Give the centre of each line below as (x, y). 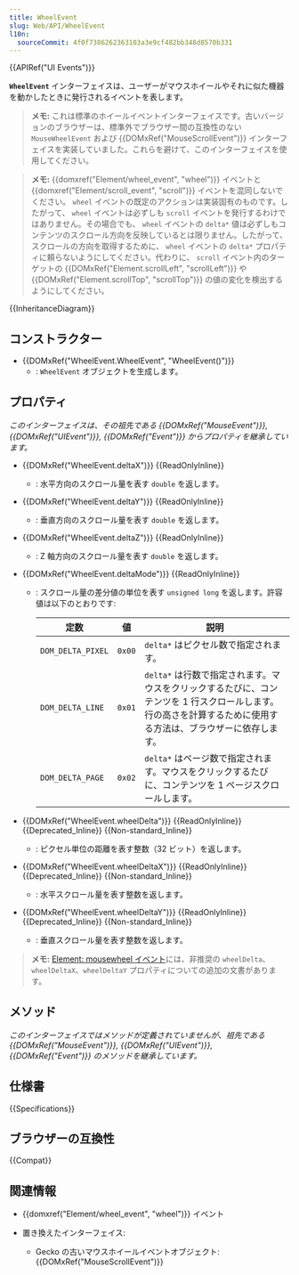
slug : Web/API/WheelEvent (57, 26)
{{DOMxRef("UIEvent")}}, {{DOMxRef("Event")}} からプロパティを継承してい (149, 436)
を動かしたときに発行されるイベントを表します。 (99, 97)
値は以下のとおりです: (76, 603)
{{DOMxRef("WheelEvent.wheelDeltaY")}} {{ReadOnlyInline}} (134, 912)
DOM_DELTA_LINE (72, 707)
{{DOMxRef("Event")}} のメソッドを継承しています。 (105, 1055)
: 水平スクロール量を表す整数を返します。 (112, 894)
